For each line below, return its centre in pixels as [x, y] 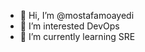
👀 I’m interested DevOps [69, 26]
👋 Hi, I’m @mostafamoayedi [77, 15]
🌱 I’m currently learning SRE [77, 36]
